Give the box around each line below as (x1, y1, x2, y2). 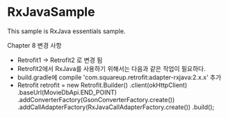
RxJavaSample (7, 4, 95, 20)
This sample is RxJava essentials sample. (7, 27, 126, 35)
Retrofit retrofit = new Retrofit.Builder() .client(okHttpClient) (17, 81, 188, 89)
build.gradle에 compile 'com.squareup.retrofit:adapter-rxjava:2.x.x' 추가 (17, 73, 222, 81)
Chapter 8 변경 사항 (7, 41, 62, 49)
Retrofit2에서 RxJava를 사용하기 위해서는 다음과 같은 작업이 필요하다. (17, 64, 206, 72)
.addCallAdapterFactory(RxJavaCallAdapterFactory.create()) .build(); (17, 103, 215, 111)
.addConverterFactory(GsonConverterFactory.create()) (17, 95, 175, 104)
